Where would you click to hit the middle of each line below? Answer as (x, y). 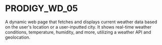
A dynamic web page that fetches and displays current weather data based (81, 22)
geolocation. (18, 37)
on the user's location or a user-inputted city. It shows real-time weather (78, 27)
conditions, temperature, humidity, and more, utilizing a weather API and (78, 32)
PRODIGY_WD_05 (41, 8)
